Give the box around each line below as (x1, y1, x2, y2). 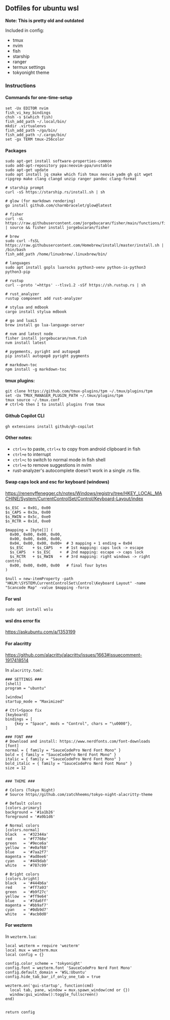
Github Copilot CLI (5, 413, 45, 419)
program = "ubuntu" (5, 685, 47, 690)
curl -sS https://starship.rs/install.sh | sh (5, 190, 105, 195)
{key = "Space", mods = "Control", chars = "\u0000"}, (14, 721, 133, 726)
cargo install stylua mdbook (5, 309, 67, 314)
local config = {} (5, 952, 44, 957)
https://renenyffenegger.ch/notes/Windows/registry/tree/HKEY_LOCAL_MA (5, 490, 162, 496)
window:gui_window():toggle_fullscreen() (10, 992, 99, 997)
